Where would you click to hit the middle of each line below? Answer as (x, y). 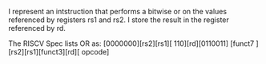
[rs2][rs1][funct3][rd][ (44, 52)
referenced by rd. (37, 28)
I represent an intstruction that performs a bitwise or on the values (117, 11)
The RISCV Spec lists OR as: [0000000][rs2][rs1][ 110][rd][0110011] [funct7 (131, 43)
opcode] (95, 52)
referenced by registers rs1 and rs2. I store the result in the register (119, 20)
